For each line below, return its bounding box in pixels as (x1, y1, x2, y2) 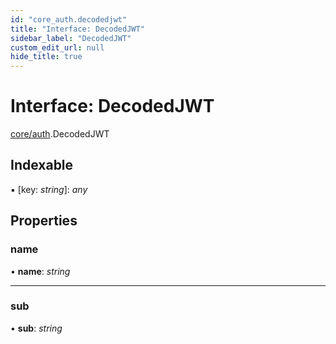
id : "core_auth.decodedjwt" (10, 14, 128, 25)
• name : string (10, 265, 71, 277)
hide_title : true (10, 52, 83, 62)
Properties (10, 212, 78, 230)
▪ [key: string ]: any (10, 183, 88, 195)
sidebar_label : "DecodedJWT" (10, 33, 132, 43)
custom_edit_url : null (10, 42, 105, 53)
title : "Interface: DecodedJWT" (10, 24, 145, 34)
